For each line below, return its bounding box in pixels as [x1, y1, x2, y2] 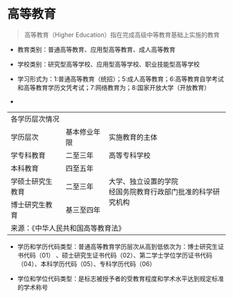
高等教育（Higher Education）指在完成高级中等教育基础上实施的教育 [24, 30, 220, 39]
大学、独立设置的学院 [108, 176, 179, 186]
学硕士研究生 [10, 176, 53, 186]
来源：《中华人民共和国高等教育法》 [10, 223, 126, 233]
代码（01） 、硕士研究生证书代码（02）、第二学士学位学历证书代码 [23, 251, 213, 259]
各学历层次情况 [10, 114, 60, 123]
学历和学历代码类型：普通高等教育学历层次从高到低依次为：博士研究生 [17, 242, 218, 250]
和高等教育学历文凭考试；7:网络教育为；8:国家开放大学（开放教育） [17, 83, 210, 91]
